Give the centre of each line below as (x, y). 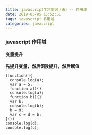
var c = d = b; (26, 115)
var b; (17, 102)
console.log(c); (22, 128)
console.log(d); (22, 123)
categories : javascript (30, 23)
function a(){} (26, 89)
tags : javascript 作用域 (30, 19)
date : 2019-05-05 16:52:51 (33, 14)
